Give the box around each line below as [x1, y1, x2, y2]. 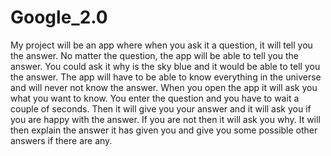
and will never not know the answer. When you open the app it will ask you [10, 81, 318, 93]
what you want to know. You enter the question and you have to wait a [10, 92, 300, 104]
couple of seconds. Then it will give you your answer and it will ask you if [10, 102, 312, 115]
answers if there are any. [10, 134, 113, 146]
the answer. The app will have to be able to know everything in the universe [10, 71, 322, 83]
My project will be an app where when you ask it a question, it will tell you [10, 39, 313, 51]
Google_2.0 [10, 6, 108, 29]
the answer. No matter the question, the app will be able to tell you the [10, 49, 299, 61]
